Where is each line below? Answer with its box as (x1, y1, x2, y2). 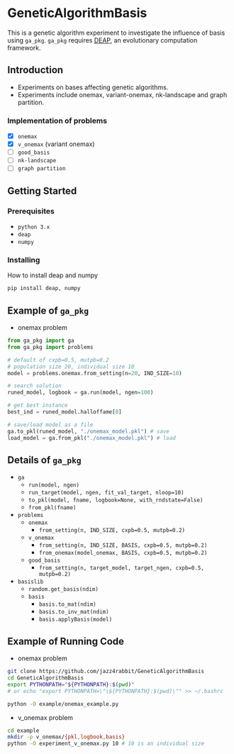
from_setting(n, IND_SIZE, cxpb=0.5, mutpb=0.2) (38, 527, 186, 534)
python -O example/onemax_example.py (7, 700, 119, 707)
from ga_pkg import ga (7, 337, 74, 345)
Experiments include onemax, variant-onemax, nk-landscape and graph (17, 90, 228, 99)
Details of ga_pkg (7, 454, 82, 466)
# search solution (7, 382, 62, 389)
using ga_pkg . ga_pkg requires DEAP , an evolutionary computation (7, 35, 198, 44)
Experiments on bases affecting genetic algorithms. (17, 83, 169, 92)
